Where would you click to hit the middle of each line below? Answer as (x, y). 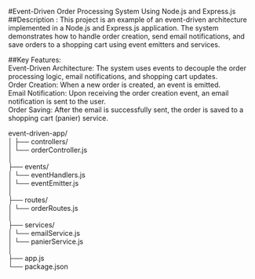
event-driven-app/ (38, 133)
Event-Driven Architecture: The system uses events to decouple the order (127, 68)
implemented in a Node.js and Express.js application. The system (113, 28)
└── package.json (38, 266)
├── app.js (26, 258)
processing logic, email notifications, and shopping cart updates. (113, 76)
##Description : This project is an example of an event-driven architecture (127, 20)
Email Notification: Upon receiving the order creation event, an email (118, 93)
